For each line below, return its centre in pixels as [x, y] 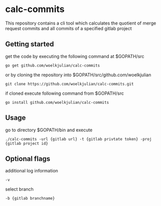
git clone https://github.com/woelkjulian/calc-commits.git [70, 84]
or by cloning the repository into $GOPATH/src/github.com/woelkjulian [78, 75]
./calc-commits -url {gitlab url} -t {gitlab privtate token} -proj [78, 139]
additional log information [32, 171]
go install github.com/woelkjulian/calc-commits [57, 102]
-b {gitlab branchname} [30, 198]
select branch [19, 189]
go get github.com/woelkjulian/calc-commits [53, 65]
